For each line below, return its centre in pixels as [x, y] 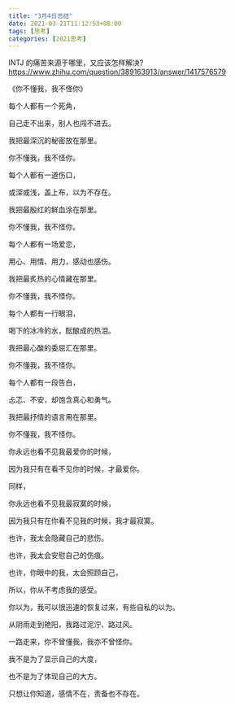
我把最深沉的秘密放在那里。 [55, 141]
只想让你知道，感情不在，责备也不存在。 [76, 694]
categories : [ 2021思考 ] [48, 39]
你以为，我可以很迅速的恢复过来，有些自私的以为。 [94, 608]
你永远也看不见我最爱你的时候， [62, 451]
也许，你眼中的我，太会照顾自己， [65, 573]
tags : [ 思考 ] [29, 31]
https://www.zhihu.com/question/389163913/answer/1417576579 [117, 72]
